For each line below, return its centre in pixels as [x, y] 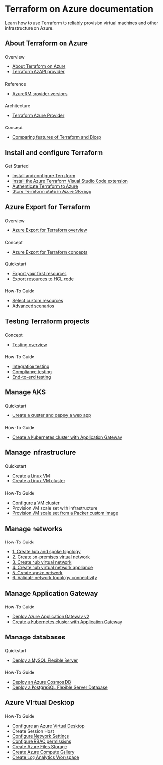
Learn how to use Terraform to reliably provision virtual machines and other [82, 23]
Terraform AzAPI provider [38, 72]
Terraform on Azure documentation [79, 9]
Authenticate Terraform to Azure [45, 186]
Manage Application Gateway [51, 593]
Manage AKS [26, 392]
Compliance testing [32, 371]
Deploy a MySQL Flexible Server [45, 660]
